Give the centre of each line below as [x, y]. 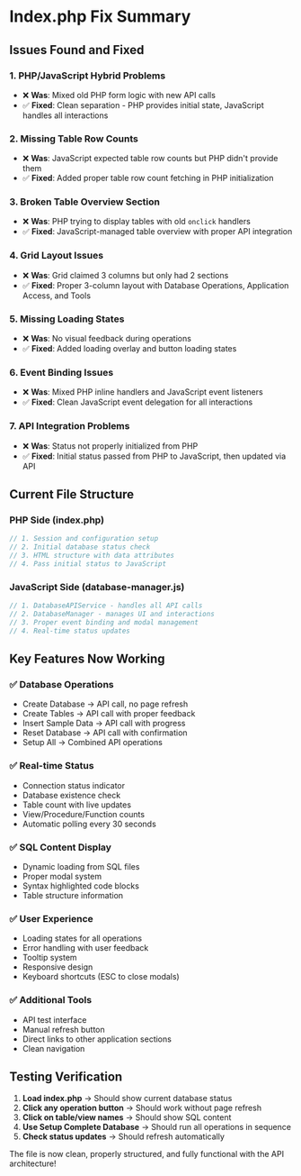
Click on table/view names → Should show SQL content [127, 1117]
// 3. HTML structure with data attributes [92, 556]
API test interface [54, 1019]
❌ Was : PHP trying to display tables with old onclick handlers [137, 222]
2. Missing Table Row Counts [74, 139]
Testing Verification [66, 1076]
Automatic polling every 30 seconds [89, 824]
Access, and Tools [57, 296]
